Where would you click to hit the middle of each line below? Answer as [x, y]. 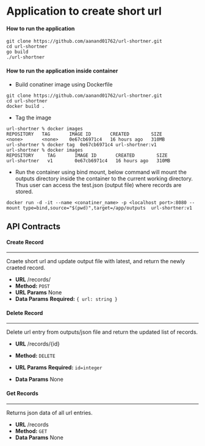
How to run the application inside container [62, 71]
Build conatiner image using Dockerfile [64, 84]
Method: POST [32, 286]
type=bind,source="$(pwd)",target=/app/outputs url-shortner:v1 [107, 208]
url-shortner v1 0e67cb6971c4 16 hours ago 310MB [88, 161]
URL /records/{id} [37, 344]
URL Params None [38, 292]
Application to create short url [84, 11]
